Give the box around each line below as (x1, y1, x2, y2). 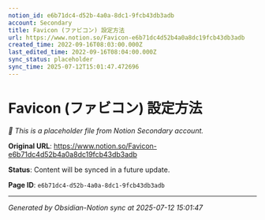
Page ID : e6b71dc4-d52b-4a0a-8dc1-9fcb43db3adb (8, 180, 166, 189)
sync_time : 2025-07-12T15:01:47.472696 (8, 63, 140, 71)
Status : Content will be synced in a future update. (8, 165, 170, 174)
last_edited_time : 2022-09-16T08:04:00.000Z (8, 48, 157, 56)
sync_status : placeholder (8, 56, 93, 64)
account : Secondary (8, 19, 73, 27)
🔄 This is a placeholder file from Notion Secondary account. (8, 125, 203, 135)
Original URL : (8, 141, 53, 151)
